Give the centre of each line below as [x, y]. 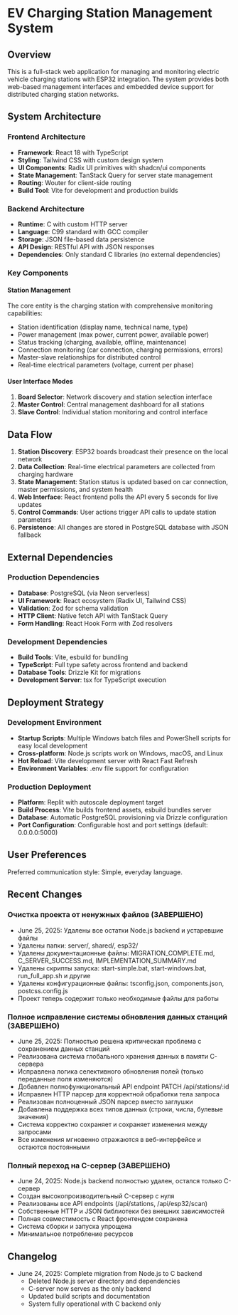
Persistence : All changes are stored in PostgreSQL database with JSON [123, 528]
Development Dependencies [58, 641]
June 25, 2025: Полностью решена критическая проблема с [109, 1041]
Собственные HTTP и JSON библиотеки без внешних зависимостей [121, 1211]
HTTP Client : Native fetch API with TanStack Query [93, 615]
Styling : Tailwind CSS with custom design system [90, 160]
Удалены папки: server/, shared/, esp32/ [78, 945]
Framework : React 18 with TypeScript [73, 152]
